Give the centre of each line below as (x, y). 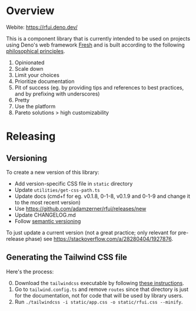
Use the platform (35, 106)
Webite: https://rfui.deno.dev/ (42, 27)
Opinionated (29, 62)
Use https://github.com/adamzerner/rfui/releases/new (80, 209)
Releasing (31, 136)
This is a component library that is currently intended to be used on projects (98, 38)
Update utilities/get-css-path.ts (57, 190)
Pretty (22, 100)
